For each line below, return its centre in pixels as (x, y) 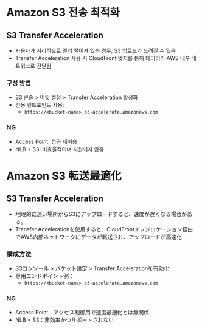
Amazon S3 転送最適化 (64, 176)
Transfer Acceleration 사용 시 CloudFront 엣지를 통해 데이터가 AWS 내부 (103, 58)
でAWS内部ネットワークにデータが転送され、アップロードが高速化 (99, 237)
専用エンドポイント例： (44, 276)
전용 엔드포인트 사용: (40, 105)
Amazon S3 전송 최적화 (63, 12)
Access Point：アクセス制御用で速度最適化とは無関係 (82, 313)
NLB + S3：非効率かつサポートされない (64, 320)
